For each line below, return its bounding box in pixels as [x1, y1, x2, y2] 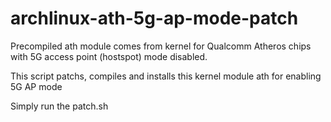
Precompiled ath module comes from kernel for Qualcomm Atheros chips [10, 40, 312, 52]
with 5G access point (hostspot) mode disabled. [10, 50, 208, 62]
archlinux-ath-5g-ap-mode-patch [10, 7, 299, 30]
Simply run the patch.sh [10, 100, 109, 112]
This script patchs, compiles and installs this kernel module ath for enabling [10, 70, 322, 82]
